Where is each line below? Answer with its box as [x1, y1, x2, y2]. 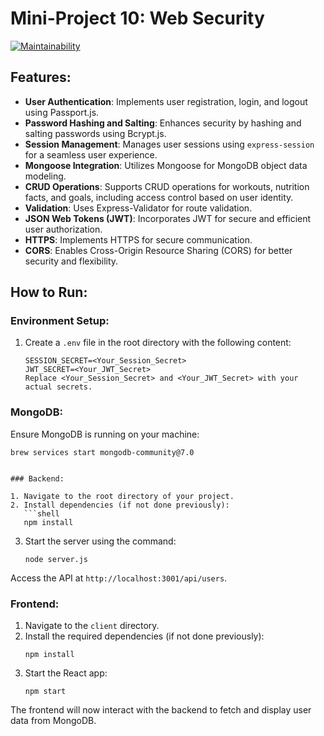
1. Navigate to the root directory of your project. [10, 491, 235, 501]
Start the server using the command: [24, 535, 177, 547]
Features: [10, 69, 72, 86]
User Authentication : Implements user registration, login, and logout [24, 95, 308, 107]
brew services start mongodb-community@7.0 [10, 447, 195, 457]
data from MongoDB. [10, 715, 97, 727]
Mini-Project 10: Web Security [10, 7, 265, 30]
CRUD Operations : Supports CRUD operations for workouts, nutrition [24, 180, 310, 192]
